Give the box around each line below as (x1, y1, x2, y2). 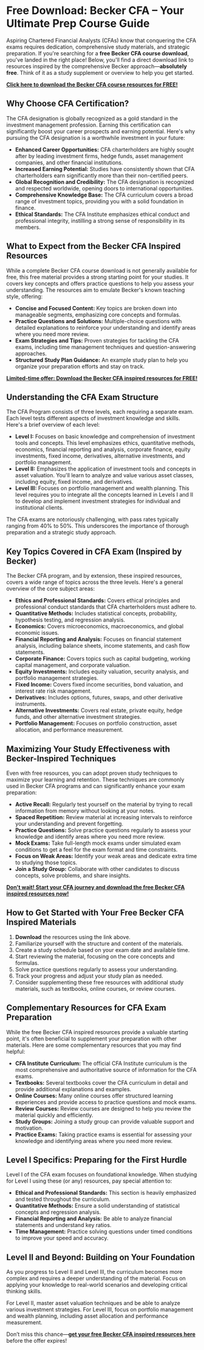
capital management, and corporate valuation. (15, 662, 131, 669)
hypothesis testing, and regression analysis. (15, 616, 126, 624)
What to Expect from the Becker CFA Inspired (6, 241, 181, 251)
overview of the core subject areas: (6, 585, 95, 592)
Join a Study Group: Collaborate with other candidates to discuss (15, 866, 180, 872)
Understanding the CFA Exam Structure (6, 392, 159, 402)
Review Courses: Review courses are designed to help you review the (15, 1105, 191, 1112)
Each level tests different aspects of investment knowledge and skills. (6, 414, 180, 422)
